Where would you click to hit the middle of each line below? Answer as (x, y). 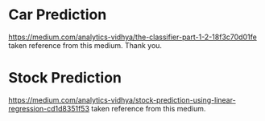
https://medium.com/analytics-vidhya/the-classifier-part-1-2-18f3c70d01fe (133, 37)
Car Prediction (58, 15)
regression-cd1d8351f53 (49, 108)
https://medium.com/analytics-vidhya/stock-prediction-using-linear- (122, 100)
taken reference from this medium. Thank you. (85, 45)
